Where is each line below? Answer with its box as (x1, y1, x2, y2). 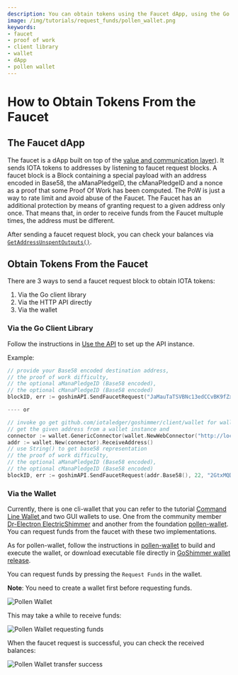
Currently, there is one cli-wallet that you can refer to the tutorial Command (7, 505, 227, 513)
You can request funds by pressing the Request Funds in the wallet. (7, 570, 203, 578)
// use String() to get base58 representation (7, 445, 147, 453)
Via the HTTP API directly (17, 298, 92, 307)
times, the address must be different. (7, 216, 115, 224)
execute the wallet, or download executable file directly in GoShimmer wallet (7, 549, 231, 557)
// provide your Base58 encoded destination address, (7, 367, 170, 374)
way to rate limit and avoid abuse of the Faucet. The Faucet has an (7, 193, 202, 202)
